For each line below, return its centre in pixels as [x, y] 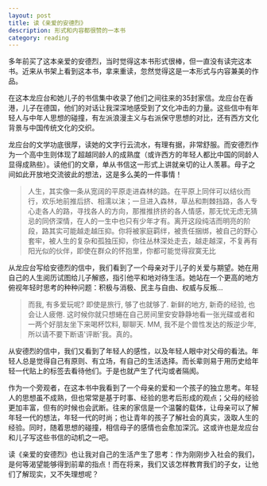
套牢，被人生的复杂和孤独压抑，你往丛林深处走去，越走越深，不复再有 [143, 241]
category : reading [39, 38]
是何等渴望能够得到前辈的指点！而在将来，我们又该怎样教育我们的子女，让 [130, 465]
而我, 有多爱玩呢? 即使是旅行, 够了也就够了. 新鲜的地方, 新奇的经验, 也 [141, 305]
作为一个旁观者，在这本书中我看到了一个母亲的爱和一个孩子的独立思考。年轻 [133, 388]
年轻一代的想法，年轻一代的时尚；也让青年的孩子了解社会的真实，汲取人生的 [133, 418]
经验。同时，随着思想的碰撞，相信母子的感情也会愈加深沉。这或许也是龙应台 [133, 428]
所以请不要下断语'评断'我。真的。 [82, 334]
